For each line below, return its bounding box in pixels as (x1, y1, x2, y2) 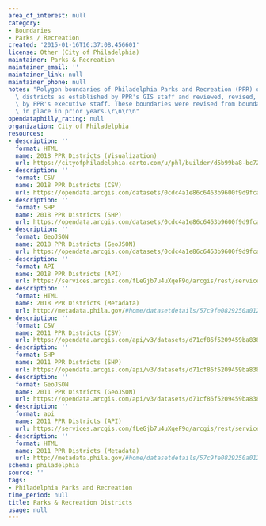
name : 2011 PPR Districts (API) (15, 417, 123, 425)
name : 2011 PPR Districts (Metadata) (15, 447, 140, 455)
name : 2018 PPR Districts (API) (15, 270, 123, 278)
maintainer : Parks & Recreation (8, 56, 115, 64)
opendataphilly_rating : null (8, 115, 104, 123)
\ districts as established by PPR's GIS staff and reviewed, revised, (15, 93, 257, 101)
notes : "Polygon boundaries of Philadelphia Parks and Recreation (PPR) (8, 85, 253, 94)
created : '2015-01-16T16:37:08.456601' (8, 41, 140, 49)
